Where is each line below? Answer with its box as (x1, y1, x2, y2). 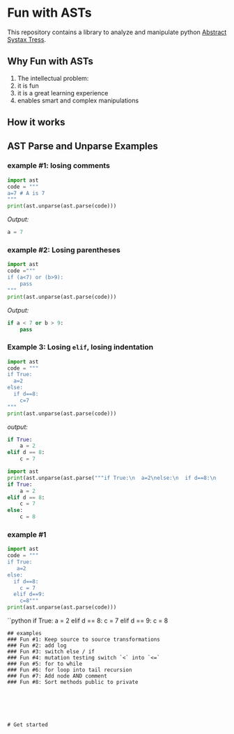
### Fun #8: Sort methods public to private (7, 679, 139, 686)
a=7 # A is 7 (7, 189, 45, 196)
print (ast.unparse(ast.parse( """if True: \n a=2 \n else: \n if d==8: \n (7, 474, 217, 481)
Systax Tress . (7, 35, 47, 43)
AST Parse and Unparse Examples (7, 140, 159, 152)
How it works (7, 116, 65, 128)
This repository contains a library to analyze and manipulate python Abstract (7, 28, 227, 36)
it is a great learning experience (17, 88, 109, 97)
